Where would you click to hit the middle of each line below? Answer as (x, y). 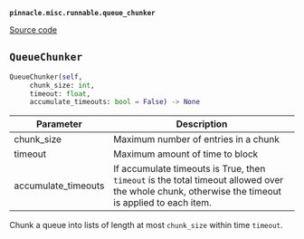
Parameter (59, 124)
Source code (33, 30)
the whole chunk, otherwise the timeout (197, 192)
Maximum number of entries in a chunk (196, 139)
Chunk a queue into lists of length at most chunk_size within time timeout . (146, 225)
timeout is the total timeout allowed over (198, 180)
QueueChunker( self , (46, 77)
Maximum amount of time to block (185, 154)
